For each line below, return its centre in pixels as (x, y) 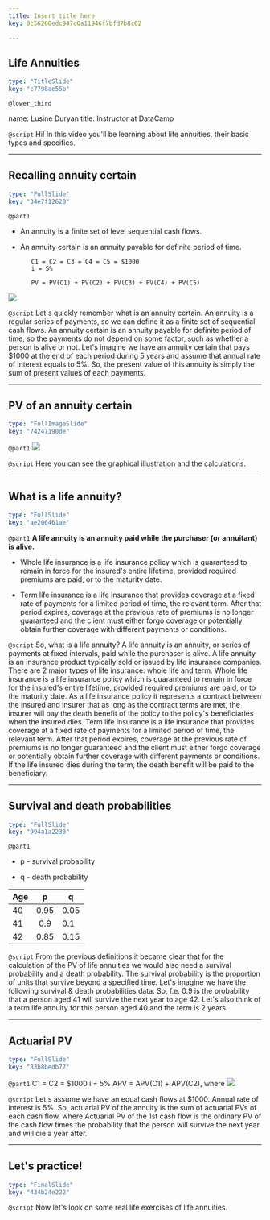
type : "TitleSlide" (41, 81)
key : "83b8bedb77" (39, 1067)
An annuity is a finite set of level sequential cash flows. (111, 231)
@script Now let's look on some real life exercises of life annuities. (118, 1208)
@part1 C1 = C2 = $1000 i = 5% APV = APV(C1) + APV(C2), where (117, 1083)
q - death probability (54, 877)
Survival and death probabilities (90, 806)
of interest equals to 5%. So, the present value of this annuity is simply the (131, 364)
